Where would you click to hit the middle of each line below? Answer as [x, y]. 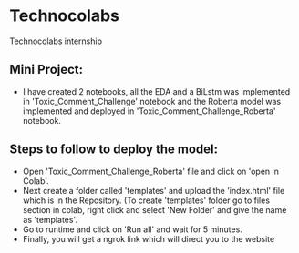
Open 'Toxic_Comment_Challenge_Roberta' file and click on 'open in [151, 171]
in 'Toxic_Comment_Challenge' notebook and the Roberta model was [151, 101]
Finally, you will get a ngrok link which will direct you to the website [149, 238]
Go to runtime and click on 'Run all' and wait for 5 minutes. [133, 229]
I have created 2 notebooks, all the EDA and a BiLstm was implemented [156, 91]
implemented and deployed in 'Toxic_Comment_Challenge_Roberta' [149, 111]
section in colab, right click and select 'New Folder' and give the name [155, 209]
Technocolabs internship [56, 41]
